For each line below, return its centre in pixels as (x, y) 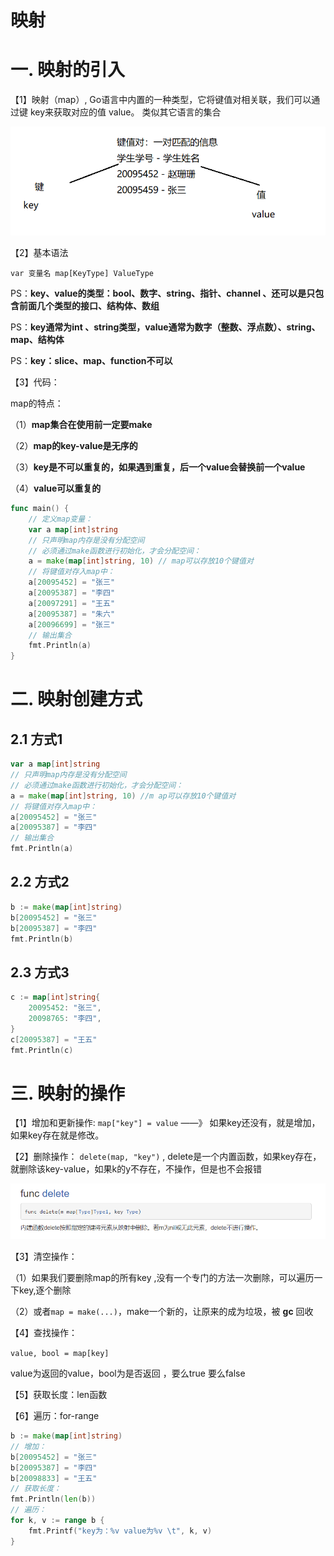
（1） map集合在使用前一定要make (81, 425)
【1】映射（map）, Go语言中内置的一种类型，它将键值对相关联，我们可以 (161, 100)
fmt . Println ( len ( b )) (53, 1499)
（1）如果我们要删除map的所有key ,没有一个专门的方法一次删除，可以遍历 (162, 1277)
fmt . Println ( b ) (42, 939)
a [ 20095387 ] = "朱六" (72, 614)
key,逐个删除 (45, 1290)
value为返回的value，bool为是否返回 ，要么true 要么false (128, 1373)
